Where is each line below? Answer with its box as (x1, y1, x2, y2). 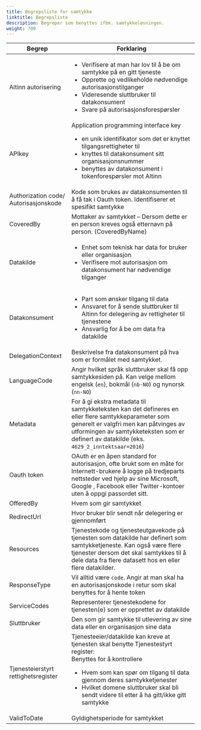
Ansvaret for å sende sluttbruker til (81, 302, 179, 311)
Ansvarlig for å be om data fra (81, 325, 166, 333)
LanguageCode (9, 377, 53, 385)
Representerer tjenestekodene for (71, 598, 166, 607)
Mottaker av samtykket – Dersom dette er (71, 213, 187, 221)
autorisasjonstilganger (81, 83, 145, 92)
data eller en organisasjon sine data (71, 623, 172, 631)
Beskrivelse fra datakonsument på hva (71, 348, 179, 356)
